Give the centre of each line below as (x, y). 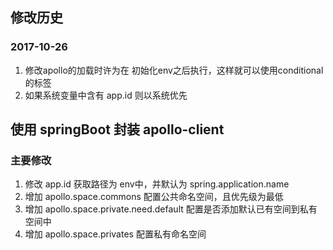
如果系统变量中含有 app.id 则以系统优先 (106, 95)
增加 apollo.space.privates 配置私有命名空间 (115, 234)
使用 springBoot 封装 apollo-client (117, 129)
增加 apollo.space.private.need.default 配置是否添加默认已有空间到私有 (171, 209)
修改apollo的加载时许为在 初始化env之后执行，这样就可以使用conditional (174, 70)
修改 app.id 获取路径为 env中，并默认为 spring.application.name (157, 184)
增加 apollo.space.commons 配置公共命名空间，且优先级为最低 (154, 197)
